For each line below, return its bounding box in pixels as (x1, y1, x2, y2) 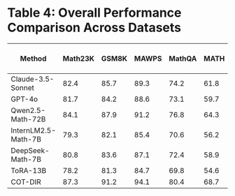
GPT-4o (10, 94, 38, 104)
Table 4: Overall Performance (7, 5, 182, 21)
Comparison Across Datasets (7, 20, 182, 36)
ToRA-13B (10, 165, 47, 175)
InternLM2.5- (10, 126, 56, 135)
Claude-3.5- (10, 74, 55, 84)
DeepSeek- (10, 145, 50, 155)
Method (20, 54, 47, 63)
